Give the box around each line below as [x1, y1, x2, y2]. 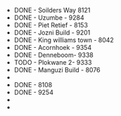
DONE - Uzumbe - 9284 [13, 13, 84, 22]
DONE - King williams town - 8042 [13, 36, 114, 44]
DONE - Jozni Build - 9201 [13, 28, 91, 37]
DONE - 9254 [13, 88, 54, 96]
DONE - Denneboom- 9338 [13, 51, 94, 59]
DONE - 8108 [13, 81, 53, 89]
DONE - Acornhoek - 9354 [13, 44, 92, 51]
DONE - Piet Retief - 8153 [13, 21, 88, 29]
